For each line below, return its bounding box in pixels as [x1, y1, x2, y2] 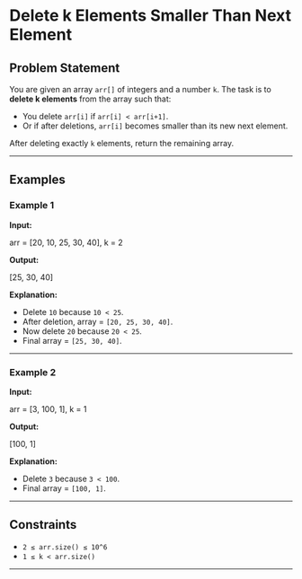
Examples [9, 172, 66, 188]
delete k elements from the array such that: [9, 93, 172, 104]
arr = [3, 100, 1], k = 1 [9, 403, 87, 414]
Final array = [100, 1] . [22, 482, 106, 494]
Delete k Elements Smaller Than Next [9, 5, 292, 26]
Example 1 [9, 199, 55, 212]
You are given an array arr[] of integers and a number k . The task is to [9, 84, 271, 94]
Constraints [9, 517, 77, 532]
